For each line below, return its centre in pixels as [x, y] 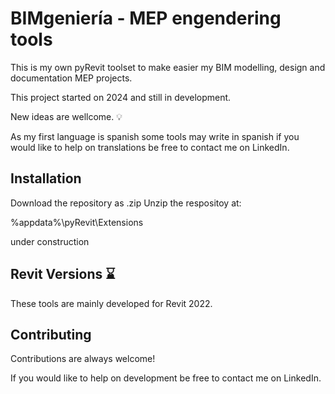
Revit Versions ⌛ [63, 274]
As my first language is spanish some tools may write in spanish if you [155, 136]
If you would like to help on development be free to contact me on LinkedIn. [166, 378]
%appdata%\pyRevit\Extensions [77, 222]
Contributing [51, 334]
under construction [50, 241]
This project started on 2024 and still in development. [121, 97]
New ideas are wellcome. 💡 [66, 116]
